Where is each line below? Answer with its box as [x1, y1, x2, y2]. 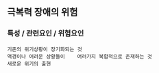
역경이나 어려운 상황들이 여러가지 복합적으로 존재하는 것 [7, 53, 152, 60]
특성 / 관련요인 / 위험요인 [7, 29, 84, 38]
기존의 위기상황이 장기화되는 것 [7, 46, 82, 53]
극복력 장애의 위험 [7, 6, 78, 18]
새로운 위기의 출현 [7, 60, 51, 67]
